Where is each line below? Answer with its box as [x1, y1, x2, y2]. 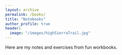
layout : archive [5, 7, 39, 12]
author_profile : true [5, 21, 50, 26]
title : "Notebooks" [5, 16, 46, 21]
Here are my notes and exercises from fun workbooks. [5, 44, 117, 50]
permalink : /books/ [5, 12, 46, 17]
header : [5, 26, 21, 31]
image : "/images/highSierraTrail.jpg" [9, 30, 91, 35]
